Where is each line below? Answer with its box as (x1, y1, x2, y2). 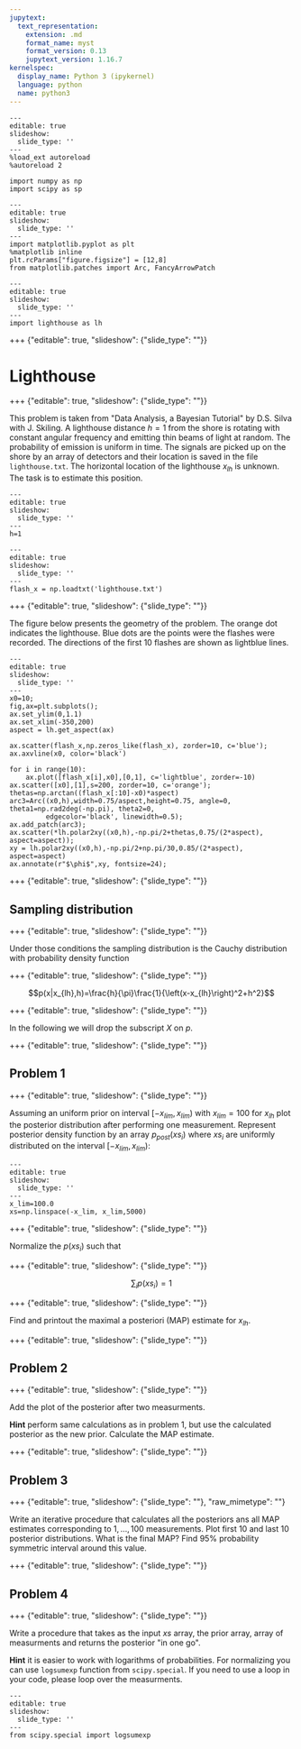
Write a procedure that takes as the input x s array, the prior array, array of (9, 1628, 284, 1639)
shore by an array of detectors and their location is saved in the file (9, 452, 259, 462)
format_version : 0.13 (25, 47, 106, 56)
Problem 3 (9, 1472, 68, 1488)
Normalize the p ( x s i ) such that (9, 1241, 122, 1254)
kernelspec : (9, 64, 54, 73)
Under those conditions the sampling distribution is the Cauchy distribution (9, 943, 287, 954)
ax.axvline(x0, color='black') (9, 749, 127, 758)
